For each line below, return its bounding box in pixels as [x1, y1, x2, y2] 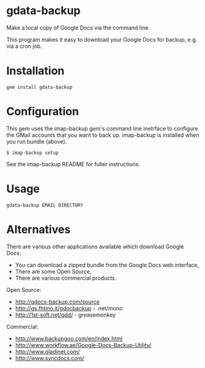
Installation [6, 64, 65, 78]
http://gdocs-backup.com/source [15, 298, 100, 305]
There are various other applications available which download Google [6, 243, 184, 250]
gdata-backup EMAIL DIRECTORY [6, 202, 84, 209]
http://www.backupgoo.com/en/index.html [15, 335, 123, 342]
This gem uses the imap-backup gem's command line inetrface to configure [6, 125, 198, 132]
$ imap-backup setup [6, 150, 59, 156]
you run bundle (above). [6, 137, 67, 145]
